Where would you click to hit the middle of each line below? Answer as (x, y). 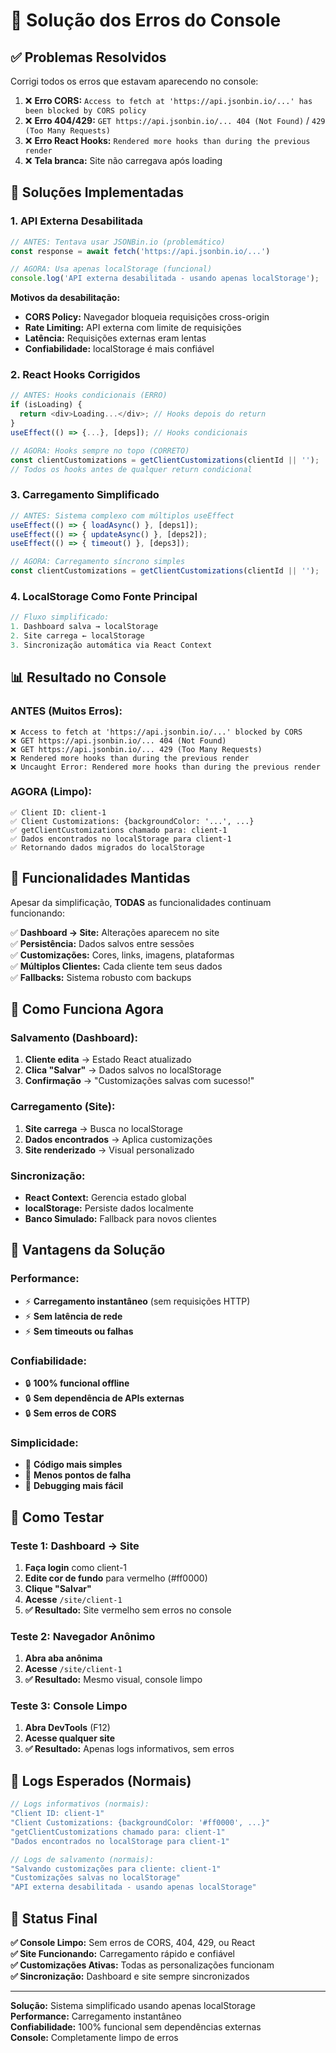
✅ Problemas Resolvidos (88, 57)
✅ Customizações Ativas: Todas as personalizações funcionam (142, 1965)
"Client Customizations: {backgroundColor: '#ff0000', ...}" (140, 1823)
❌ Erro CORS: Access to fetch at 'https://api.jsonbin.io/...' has (168, 100)
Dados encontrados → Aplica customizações (118, 1139)
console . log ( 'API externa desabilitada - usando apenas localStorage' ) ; (165, 279)
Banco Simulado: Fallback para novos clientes (120, 1218)
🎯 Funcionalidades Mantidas (100, 878)
